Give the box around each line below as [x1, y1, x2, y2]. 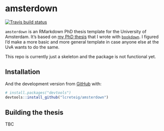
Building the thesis [5, 108, 64, 116]
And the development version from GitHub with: [5, 81, 102, 87]
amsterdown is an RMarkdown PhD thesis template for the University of [5, 28, 147, 34]
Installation [5, 68, 40, 76]
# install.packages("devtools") [5, 90, 71, 95]
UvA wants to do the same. [5, 44, 60, 50]
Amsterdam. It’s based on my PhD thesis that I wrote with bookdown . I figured [5, 34, 159, 40]
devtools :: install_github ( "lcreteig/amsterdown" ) [5, 95, 109, 100]
